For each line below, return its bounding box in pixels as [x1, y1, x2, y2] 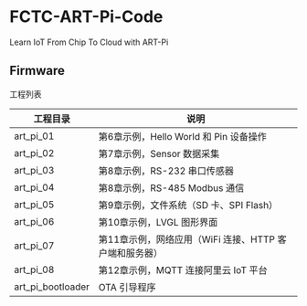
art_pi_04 [14, 181, 55, 194]
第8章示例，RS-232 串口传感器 [98, 164, 235, 177]
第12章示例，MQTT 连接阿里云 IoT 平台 [98, 263, 268, 276]
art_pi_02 [14, 146, 55, 159]
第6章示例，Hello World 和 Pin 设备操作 [98, 130, 267, 142]
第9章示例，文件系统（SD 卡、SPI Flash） [98, 198, 279, 211]
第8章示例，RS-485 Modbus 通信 [98, 181, 245, 194]
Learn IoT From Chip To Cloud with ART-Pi [9, 37, 169, 47]
